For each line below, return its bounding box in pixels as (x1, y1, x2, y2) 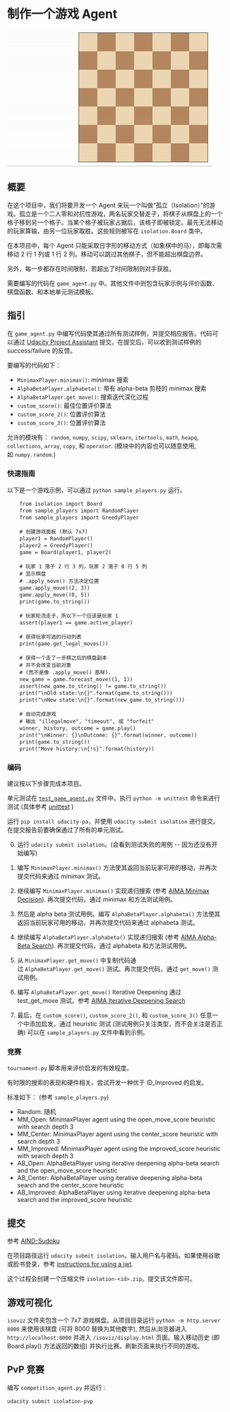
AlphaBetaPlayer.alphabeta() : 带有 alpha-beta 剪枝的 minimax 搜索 (16, 384, 207, 392)
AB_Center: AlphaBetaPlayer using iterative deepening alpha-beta (16, 1174, 203, 1182)
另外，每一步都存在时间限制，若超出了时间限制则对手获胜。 (7, 264, 175, 273)
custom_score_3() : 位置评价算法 (16, 418, 106, 426)
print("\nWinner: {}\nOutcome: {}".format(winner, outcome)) (19, 732, 197, 739)
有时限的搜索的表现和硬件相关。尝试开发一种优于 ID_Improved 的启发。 (7, 1078, 208, 1087)
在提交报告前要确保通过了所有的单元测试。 (7, 826, 127, 834)
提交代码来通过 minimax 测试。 (16, 872, 105, 881)
